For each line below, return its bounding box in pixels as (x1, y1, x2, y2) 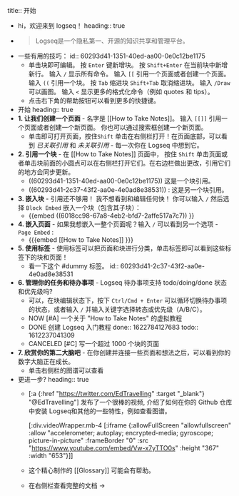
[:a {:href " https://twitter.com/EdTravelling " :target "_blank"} (28, 390, 205, 398)
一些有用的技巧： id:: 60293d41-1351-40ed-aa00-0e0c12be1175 (17, 52, 205, 60)
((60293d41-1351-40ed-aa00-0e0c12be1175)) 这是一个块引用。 (28, 177, 215, 185)
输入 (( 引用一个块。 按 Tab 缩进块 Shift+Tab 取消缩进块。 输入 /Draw (28, 79, 230, 87)
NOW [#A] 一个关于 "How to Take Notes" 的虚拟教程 (28, 314, 183, 323)
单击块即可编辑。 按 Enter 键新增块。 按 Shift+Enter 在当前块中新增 (28, 61, 228, 69)
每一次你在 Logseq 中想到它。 (115, 141, 203, 149)
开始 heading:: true (17, 106, 73, 113)
